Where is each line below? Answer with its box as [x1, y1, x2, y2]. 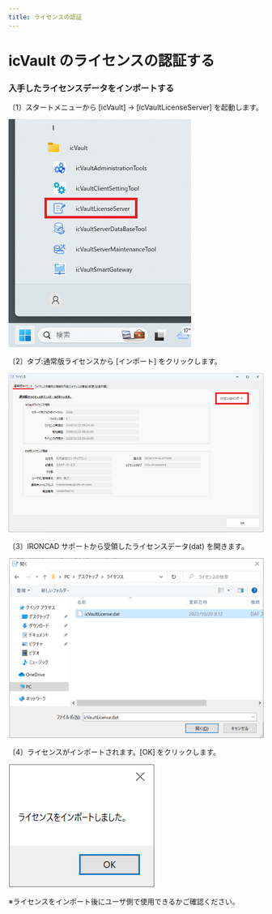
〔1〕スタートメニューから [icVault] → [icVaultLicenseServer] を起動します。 [8, 102, 263, 113]
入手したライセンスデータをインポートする [8, 82, 174, 93]
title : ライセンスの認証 [8, 13, 83, 21]
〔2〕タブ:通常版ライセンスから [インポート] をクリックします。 [8, 357, 222, 367]
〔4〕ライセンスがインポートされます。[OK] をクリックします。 [8, 747, 221, 757]
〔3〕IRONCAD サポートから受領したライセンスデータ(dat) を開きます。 [8, 541, 249, 551]
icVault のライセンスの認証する [8, 51, 215, 70]
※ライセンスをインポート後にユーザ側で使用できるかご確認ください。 [8, 897, 240, 907]
